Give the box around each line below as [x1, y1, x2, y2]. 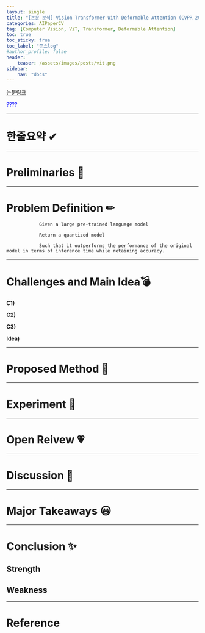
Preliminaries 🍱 [6, 166, 85, 180]
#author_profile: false [6, 49, 67, 55]
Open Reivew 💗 [6, 433, 85, 447]
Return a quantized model [38, 232, 105, 238]
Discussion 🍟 [6, 469, 74, 482]
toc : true [6, 32, 32, 38]
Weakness [6, 585, 48, 595]
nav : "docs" [17, 71, 48, 77]
